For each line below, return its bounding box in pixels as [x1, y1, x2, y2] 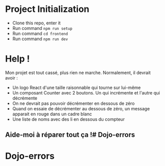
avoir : [5, 75, 18, 81]
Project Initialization [5, 3, 89, 15]
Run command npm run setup [12, 25, 73, 31]
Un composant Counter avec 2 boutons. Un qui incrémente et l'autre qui [12, 89, 160, 95]
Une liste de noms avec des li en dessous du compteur [12, 116, 125, 122]
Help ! [5, 53, 30, 65]
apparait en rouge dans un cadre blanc [12, 111, 92, 117]
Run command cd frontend [12, 30, 68, 36]
